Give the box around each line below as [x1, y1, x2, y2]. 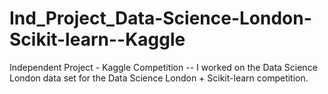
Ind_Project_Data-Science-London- [9, 7, 312, 30]
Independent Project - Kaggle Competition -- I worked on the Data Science [9, 61, 318, 73]
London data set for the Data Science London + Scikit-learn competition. [9, 72, 309, 84]
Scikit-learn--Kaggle [9, 28, 186, 51]
